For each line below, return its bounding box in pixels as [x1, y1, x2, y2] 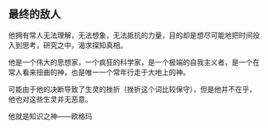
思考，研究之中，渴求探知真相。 [22, 40, 128, 50]
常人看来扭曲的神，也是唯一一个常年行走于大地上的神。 [8, 67, 190, 77]
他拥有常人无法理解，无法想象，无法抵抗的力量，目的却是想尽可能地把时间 [8, 30, 253, 40]
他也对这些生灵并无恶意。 [8, 94, 93, 104]
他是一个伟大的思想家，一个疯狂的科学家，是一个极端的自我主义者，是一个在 [8, 57, 260, 66]
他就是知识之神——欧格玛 [8, 111, 93, 121]
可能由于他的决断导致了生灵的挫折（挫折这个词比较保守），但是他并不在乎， [8, 84, 257, 94]
